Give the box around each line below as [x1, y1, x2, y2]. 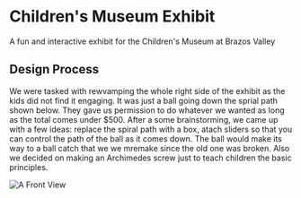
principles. [9, 161, 49, 172]
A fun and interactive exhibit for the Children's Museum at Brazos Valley [9, 36, 276, 47]
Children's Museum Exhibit [9, 6, 216, 27]
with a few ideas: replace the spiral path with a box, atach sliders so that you [9, 124, 293, 134]
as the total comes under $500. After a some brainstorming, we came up [9, 114, 279, 125]
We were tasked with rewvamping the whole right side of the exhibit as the [9, 85, 286, 96]
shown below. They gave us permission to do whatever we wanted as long [9, 105, 285, 116]
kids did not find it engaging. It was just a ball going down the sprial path [9, 95, 279, 106]
